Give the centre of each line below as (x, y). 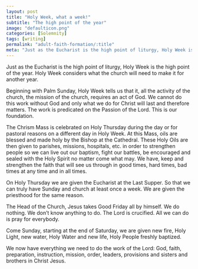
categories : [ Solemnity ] (37, 34)
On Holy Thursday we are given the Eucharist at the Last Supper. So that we (98, 182)
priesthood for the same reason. (45, 195)
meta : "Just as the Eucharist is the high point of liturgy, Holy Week (96, 50)
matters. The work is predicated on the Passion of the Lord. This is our (92, 109)
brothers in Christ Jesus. (36, 261)
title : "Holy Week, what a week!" (49, 17)
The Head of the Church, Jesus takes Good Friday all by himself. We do (93, 206)
